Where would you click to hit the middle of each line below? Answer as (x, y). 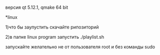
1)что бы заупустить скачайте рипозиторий (52, 27)
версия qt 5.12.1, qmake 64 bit (37, 7)
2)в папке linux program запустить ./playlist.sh (55, 37)
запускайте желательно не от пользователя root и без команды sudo (80, 47)
